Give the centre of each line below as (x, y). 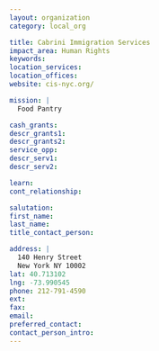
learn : (22, 183)
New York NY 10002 (52, 265)
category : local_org (48, 26)
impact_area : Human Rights (60, 50)
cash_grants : (34, 125)
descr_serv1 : (34, 158)
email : (22, 316)
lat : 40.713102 (38, 274)
